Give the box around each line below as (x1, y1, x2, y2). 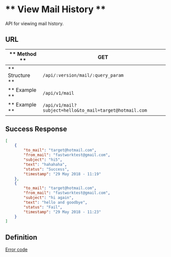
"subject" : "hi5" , (23, 157, 63, 163)
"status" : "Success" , (23, 167, 70, 172)
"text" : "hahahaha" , (23, 162, 67, 167)
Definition (5, 233, 37, 242)
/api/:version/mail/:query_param (42, 72, 124, 78)
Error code (5, 246, 28, 253)
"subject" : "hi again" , (23, 195, 74, 200)
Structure (8, 71, 31, 79)
